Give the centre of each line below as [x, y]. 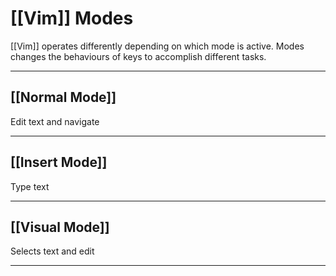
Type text [30, 186]
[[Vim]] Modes [72, 18]
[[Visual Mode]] [60, 227]
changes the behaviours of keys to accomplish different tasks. [138, 56]
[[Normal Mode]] [63, 97]
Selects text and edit [52, 251]
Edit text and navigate [55, 121]
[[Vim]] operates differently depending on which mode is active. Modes [157, 46]
